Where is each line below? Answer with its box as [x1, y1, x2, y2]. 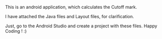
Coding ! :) [5, 28, 27, 34]
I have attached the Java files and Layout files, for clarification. [5, 14, 135, 19]
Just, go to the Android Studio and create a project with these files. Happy [5, 23, 158, 29]
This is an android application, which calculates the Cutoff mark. [5, 4, 137, 10]
